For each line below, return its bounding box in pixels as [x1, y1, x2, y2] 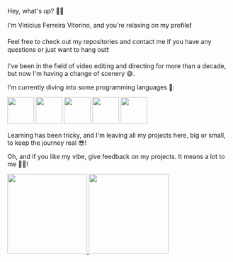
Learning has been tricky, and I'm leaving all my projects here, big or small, [7, 131, 226, 139]
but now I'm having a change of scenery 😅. [7, 70, 135, 77]
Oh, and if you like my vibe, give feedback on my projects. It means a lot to [7, 153, 225, 160]
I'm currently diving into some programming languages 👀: [7, 83, 175, 92]
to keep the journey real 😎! [7, 138, 87, 147]
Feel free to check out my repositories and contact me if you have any [7, 38, 212, 45]
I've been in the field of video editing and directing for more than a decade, [7, 62, 227, 70]
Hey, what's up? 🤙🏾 [7, 7, 64, 15]
